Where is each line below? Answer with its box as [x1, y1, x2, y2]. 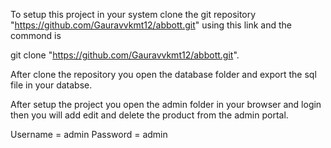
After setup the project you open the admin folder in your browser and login [10, 99, 322, 110]
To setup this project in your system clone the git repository [10, 9, 257, 20]
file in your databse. [10, 79, 93, 91]
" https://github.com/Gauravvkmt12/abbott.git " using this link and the [10, 19, 292, 31]
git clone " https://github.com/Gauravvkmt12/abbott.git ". [10, 49, 240, 61]
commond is [10, 30, 62, 41]
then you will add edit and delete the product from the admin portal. [10, 109, 289, 121]
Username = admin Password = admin [10, 129, 168, 140]
